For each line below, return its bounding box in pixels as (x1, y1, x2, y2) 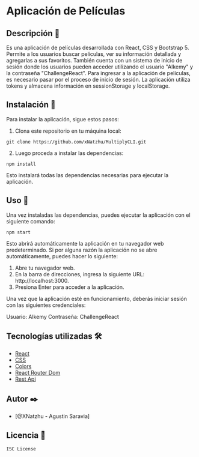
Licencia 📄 (6, 430, 46, 440)
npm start (6, 229, 31, 235)
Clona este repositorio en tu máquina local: (14, 127, 121, 135)
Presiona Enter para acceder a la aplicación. (14, 283, 124, 291)
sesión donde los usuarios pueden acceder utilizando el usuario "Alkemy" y (6, 63, 194, 70)
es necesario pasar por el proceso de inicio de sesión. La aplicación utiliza (6, 76, 191, 83)
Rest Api (14, 375, 36, 383)
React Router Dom (14, 369, 61, 377)
